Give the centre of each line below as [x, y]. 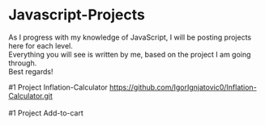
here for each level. [41, 45]
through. [23, 63]
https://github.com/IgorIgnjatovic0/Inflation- [183, 87]
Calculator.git [30, 95]
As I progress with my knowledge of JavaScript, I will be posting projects [130, 37]
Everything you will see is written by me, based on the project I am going [130, 54]
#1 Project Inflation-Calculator [58, 87]
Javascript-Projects [77, 15]
